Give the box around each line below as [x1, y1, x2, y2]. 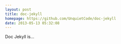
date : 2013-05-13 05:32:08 [5, 20, 60, 26]
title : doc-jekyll [5, 12, 42, 16]
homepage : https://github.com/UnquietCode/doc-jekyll [5, 16, 117, 21]
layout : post [5, 7, 32, 12]
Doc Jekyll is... [5, 34, 35, 40]
